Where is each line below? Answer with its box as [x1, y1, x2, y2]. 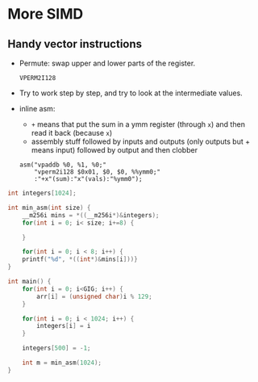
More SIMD [7, 5, 84, 23]
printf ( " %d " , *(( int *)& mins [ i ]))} [22, 255, 138, 263]
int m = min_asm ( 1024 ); [22, 359, 102, 367]
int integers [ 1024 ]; [7, 189, 77, 197]
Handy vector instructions [7, 37, 143, 51]
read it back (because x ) [31, 128, 113, 137]
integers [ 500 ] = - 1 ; [22, 344, 91, 352]
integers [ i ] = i [36, 322, 91, 330]
